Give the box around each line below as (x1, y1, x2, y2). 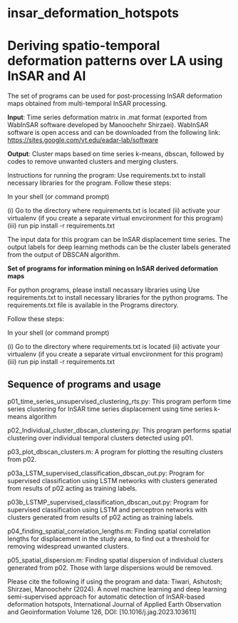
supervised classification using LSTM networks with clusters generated (7, 476, 217, 485)
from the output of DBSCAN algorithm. (7, 250, 120, 259)
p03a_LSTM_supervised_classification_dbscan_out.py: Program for (7, 469, 205, 477)
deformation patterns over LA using (7, 53, 223, 69)
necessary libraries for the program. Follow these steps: (7, 178, 172, 187)
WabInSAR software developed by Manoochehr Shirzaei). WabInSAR (7, 121, 209, 129)
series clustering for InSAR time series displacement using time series (7, 405, 212, 413)
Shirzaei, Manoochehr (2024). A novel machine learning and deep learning (7, 584, 227, 593)
